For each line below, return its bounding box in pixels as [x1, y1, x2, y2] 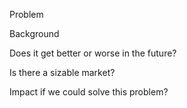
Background [9, 28, 60, 39]
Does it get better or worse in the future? [9, 47, 177, 59]
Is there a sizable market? [9, 67, 116, 78]
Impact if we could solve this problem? [9, 86, 169, 98]
